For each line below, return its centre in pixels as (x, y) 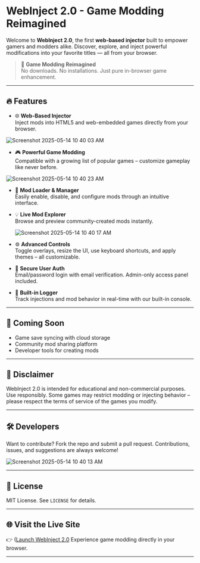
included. (26, 281)
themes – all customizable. (47, 257)
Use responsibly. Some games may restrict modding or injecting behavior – (98, 395)
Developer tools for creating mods (57, 350)
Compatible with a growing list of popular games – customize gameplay (102, 161)
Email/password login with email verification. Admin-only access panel (101, 275)
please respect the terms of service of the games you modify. (82, 402)
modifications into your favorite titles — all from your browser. (82, 52)
